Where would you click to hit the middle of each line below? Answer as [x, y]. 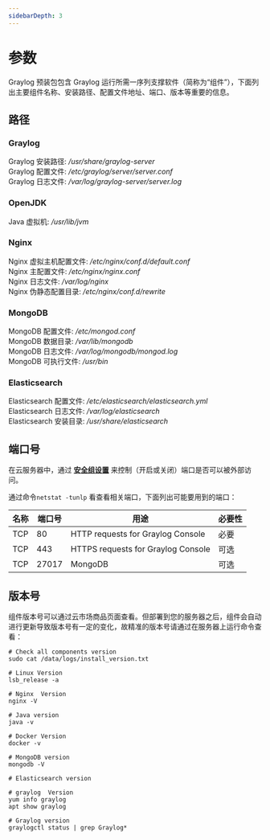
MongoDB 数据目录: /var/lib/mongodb [71, 342]
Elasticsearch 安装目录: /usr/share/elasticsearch [88, 421]
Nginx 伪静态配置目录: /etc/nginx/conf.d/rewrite [87, 291]
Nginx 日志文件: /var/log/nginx [59, 281]
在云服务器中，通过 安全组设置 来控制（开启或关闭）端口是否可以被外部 [127, 470]
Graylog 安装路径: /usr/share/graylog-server [82, 162]
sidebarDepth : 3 [35, 16]
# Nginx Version [37, 695]
